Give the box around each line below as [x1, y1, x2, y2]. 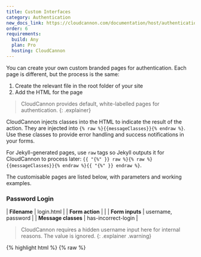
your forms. [6, 137, 35, 144]
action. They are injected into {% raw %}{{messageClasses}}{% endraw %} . [6, 124, 185, 132]
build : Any [11, 37, 39, 43]
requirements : [6, 31, 42, 37]
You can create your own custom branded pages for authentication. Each [6, 64, 187, 71]
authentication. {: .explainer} [20, 106, 92, 114]
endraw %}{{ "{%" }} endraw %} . [62, 161, 142, 168]
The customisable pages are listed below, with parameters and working [6, 173, 182, 180]
